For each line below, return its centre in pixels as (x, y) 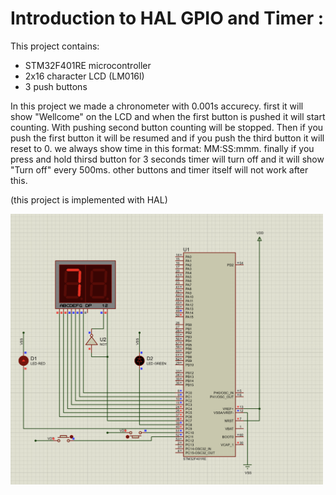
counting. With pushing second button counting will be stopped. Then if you (167, 127)
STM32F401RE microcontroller (88, 65)
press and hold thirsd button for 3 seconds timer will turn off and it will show (167, 159)
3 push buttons (56, 86)
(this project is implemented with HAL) (89, 199)
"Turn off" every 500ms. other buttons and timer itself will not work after (159, 169)
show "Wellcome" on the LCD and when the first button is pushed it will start (168, 116)
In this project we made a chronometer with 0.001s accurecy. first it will (157, 106)
